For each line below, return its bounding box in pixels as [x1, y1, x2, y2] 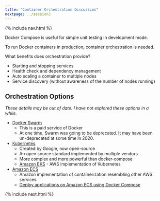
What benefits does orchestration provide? [5, 53, 91, 59]
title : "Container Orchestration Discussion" [5, 7, 98, 12]
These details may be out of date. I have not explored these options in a [5, 105, 149, 111]
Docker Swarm [12, 120, 42, 126]
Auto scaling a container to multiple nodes [12, 73, 97, 79]
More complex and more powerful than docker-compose [19, 156, 133, 162]
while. [5, 110, 17, 116]
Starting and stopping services [12, 63, 74, 69]
